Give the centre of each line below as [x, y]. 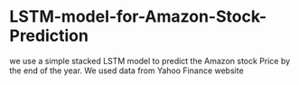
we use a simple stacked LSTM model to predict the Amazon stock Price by [150, 61]
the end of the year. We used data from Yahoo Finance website [126, 71]
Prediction [49, 36]
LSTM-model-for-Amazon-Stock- [138, 17]
